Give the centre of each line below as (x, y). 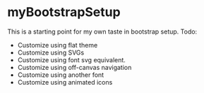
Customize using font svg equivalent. (71, 59)
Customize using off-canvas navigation (74, 67)
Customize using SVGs (51, 52)
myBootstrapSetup (64, 12)
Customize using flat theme (58, 45)
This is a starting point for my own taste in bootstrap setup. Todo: (102, 31)
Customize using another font (61, 75)
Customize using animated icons (65, 82)
